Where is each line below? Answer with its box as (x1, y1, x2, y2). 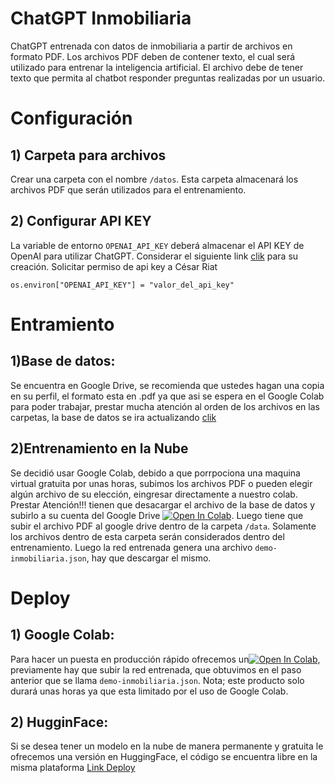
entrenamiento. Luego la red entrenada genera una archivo (10, 541, 253, 553)
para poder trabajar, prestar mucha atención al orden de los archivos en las (10, 400, 320, 412)
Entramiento (10, 313, 115, 336)
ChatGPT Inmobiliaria (10, 7, 192, 30)
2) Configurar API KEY (10, 213, 152, 230)
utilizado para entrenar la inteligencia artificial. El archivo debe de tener (10, 61, 304, 73)
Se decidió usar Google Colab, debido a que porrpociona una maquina (10, 467, 301, 479)
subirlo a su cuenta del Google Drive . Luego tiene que (10, 509, 304, 521)
